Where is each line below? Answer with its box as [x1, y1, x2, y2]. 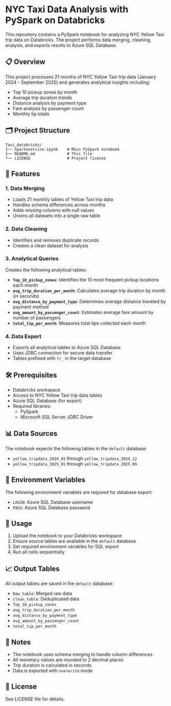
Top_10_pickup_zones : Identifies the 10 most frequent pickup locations [12, 277, 159, 283]
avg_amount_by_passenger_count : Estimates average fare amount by [12, 309, 154, 315]
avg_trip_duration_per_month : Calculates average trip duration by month [12, 287, 166, 294]
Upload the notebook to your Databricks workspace [12, 532, 122, 539]
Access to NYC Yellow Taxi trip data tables [12, 392, 103, 398]
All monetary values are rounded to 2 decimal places [12, 657, 124, 663]
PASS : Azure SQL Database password [12, 504, 90, 510]
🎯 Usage [5, 519, 32, 528]
